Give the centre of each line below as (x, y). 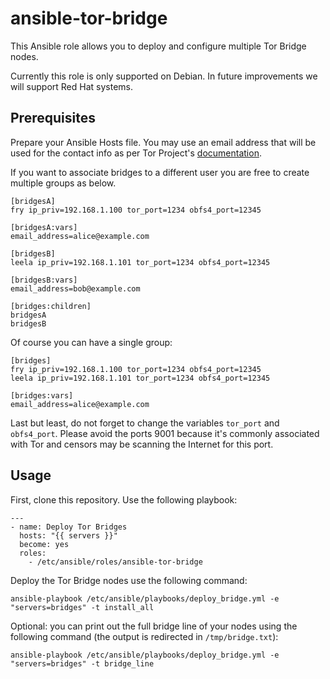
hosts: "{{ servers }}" (68, 535)
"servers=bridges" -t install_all (82, 607)
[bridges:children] (51, 306)
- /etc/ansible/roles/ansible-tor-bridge (115, 562)
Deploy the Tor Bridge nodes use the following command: (129, 580)
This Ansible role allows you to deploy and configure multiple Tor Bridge (158, 46)
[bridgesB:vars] (44, 280)
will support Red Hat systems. (71, 86)
